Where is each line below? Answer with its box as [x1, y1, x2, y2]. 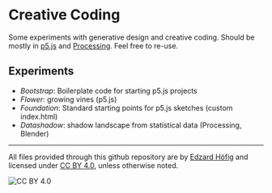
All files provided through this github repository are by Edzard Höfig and [8, 152, 249, 162]
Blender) [19, 128, 49, 138]
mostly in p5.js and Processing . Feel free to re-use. [8, 40, 179, 50]
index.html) [19, 111, 58, 121]
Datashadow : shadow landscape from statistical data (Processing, [19, 120, 242, 130]
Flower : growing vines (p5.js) [19, 94, 117, 104]
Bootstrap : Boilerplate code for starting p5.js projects [19, 86, 198, 95]
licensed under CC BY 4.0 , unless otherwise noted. [8, 160, 179, 170]
